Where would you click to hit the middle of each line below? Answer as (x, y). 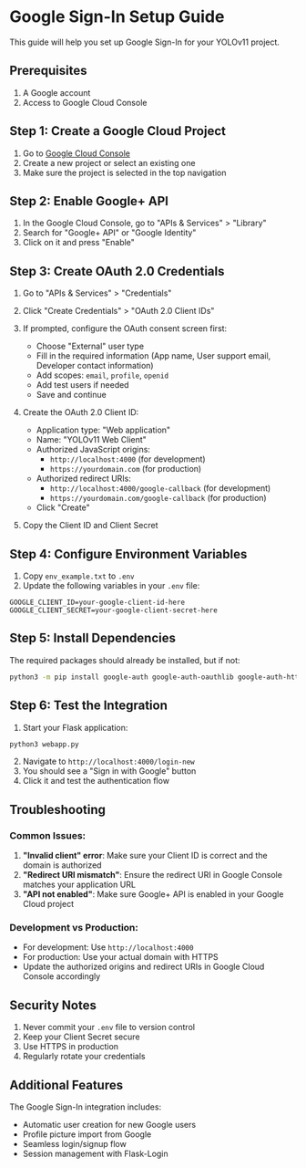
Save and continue (71, 395)
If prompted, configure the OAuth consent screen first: (125, 328)
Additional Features (66, 1085)
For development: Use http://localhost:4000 (108, 947)
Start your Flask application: (75, 727)
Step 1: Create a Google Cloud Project (117, 131)
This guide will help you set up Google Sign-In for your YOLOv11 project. (145, 42)
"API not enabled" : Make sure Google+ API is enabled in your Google (153, 894)
